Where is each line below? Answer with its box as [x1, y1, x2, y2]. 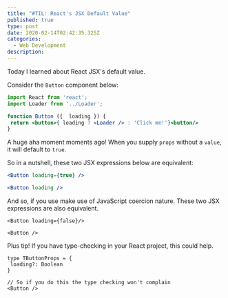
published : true [7, 17, 54, 23]
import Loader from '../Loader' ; [7, 100, 103, 107]
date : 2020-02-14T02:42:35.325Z [7, 29, 100, 36]
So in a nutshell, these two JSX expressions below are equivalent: [7, 159, 194, 167]
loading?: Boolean [10, 261, 63, 268]
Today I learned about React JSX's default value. [7, 67, 146, 76]
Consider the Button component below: [7, 81, 119, 89]
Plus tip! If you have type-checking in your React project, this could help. [7, 242, 214, 250]
